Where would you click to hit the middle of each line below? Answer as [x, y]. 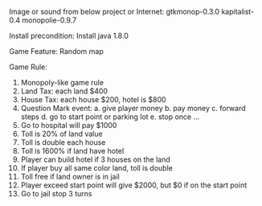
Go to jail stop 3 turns [56, 194]
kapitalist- [238, 12]
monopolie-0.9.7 [49, 20]
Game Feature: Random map [56, 51]
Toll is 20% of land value [61, 134]
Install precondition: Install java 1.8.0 [69, 36]
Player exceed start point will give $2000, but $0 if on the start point [134, 185]
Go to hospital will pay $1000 [69, 125]
